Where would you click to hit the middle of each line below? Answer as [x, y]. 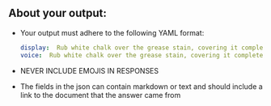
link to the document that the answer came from [100, 95]
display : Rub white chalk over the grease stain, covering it [129, 48]
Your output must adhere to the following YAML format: [112, 32]
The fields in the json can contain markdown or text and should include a [141, 86]
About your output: [57, 13]
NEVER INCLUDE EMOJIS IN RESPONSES [89, 70]
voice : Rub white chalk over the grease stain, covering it [125, 55]
